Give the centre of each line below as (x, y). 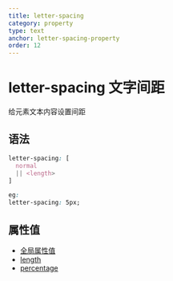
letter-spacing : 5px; (44, 203)
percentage (39, 268)
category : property (41, 23)
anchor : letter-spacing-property (64, 38)
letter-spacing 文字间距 (87, 88)
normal (26, 165)
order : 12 (25, 46)
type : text (26, 31)
